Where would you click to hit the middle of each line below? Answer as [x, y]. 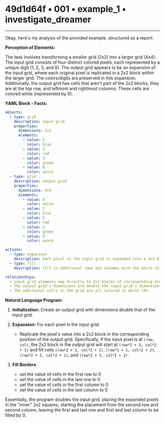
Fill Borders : [25, 365]
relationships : [21, 277]
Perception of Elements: [30, 47]
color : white [40, 204]
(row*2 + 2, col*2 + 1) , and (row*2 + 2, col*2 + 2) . [74, 355]
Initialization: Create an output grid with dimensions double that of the [84, 310]
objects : [14, 112]
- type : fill [23, 263]
